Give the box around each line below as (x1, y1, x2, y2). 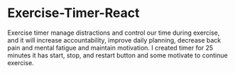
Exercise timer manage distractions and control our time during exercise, (7, 28, 220, 37)
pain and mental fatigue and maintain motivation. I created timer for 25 (7, 43, 214, 52)
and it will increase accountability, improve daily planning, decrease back (7, 35, 222, 44)
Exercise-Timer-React (7, 5, 140, 21)
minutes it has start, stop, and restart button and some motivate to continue (7, 51, 229, 60)
